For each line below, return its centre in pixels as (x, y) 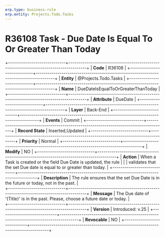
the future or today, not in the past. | (42, 183)
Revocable (96, 220)
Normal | (50, 141)
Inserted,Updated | (68, 131)
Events (53, 120)
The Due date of (132, 194)
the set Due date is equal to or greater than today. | (57, 168)
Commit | (73, 120)
